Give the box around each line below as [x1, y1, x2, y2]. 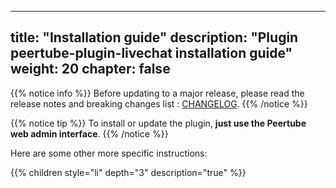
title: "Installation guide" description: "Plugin [10, 29, 299, 46]
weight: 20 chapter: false [10, 61, 171, 78]
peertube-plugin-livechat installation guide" [10, 45, 293, 62]
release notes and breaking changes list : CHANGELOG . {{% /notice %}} [10, 97, 308, 110]
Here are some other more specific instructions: [10, 147, 208, 159]
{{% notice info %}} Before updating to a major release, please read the [10, 87, 305, 99]
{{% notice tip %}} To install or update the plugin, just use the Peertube [10, 117, 307, 129]
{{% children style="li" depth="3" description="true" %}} [10, 166, 247, 178]
